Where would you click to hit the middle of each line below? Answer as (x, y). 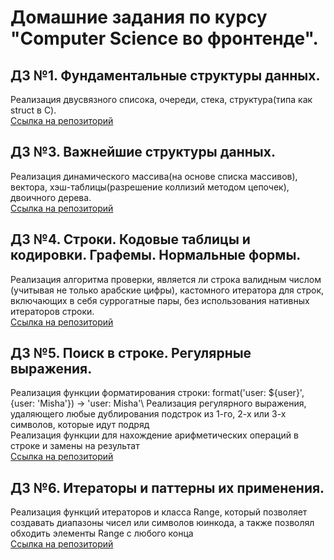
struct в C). (33, 110)
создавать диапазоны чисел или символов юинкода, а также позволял (162, 523)
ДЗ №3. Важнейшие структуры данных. (143, 152)
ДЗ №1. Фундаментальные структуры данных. (165, 75)
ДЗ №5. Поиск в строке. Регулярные (131, 353)
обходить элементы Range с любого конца (102, 533)
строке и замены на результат (75, 446)
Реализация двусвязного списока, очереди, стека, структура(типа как (161, 99)
